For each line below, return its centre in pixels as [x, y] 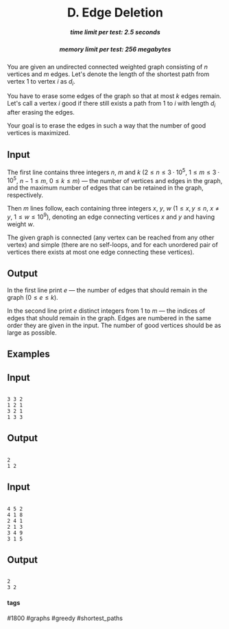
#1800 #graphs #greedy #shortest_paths [65, 618]
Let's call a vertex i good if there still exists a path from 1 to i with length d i [111, 104]
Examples [28, 354]
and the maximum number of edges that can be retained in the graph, [105, 188]
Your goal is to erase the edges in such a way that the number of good [107, 126]
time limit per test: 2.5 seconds [115, 32]
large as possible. [32, 332]
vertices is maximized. [39, 133]
